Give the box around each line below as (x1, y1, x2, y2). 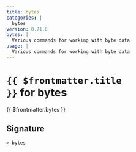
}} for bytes (6, 85, 67, 100)
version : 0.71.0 (6, 26, 48, 32)
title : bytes (6, 9, 40, 15)
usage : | (6, 43, 29, 49)
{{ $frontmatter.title (6, 74, 122, 86)
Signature (6, 123, 45, 134)
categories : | (6, 15, 43, 21)
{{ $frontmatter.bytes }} (6, 106, 66, 113)
